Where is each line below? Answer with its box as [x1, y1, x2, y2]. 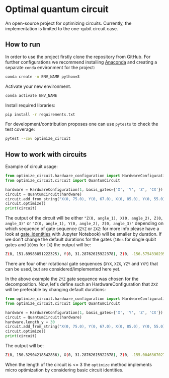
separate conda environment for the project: [5, 64, 96, 70]
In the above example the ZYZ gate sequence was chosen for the [5, 276, 139, 282]
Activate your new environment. [5, 83, 71, 89]
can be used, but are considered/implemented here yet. [5, 266, 121, 272]
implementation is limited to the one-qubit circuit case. [5, 25, 118, 31]
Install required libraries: [5, 102, 55, 108]
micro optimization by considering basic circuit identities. [5, 367, 124, 373]
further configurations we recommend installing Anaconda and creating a [5, 59, 157, 65]
